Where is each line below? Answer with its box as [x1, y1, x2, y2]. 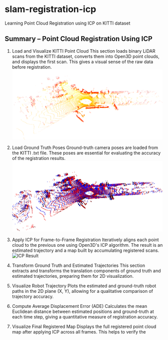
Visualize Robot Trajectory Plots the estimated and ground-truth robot [12, 283, 156, 289]
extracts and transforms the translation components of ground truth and [12, 268, 161, 274]
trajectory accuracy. [12, 293, 54, 299]
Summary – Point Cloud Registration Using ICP [5, 35, 152, 43]
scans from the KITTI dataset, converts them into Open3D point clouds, [12, 53, 160, 59]
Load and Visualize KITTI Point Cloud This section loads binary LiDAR [12, 48, 156, 54]
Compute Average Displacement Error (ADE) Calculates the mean [12, 303, 147, 309]
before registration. [12, 64, 52, 70]
